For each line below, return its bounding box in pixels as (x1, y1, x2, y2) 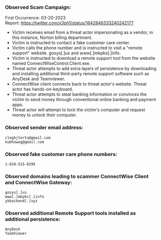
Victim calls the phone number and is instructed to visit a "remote (12, 45, 143, 51)
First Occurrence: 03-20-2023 (5, 15, 66, 21)
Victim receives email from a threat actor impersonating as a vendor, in (12, 30, 153, 35)
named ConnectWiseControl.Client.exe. (12, 60, 91, 67)
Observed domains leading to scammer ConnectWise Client (5, 173, 149, 180)
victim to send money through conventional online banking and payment (12, 97, 156, 103)
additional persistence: (5, 216, 61, 223)
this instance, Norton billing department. (12, 34, 93, 40)
